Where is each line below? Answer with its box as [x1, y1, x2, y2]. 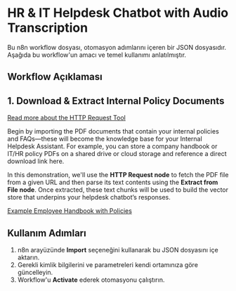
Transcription [7, 20, 88, 36]
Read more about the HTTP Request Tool [7, 114, 126, 122]
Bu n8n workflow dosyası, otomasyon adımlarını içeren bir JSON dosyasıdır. [7, 43, 227, 51]
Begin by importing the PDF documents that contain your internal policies [7, 127, 219, 136]
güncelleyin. [17, 268, 53, 276]
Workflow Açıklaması [7, 71, 103, 83]
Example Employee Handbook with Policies [7, 207, 132, 215]
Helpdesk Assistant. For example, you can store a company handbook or [7, 142, 218, 150]
